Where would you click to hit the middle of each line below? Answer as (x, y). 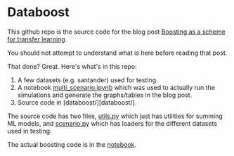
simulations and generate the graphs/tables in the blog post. (105, 95)
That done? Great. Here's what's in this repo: (72, 66)
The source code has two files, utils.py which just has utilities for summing (115, 116)
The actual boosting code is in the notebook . (72, 144)
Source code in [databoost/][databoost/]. (77, 102)
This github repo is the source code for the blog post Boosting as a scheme (117, 32)
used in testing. (30, 131)
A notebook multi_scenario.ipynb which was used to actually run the (116, 87)
